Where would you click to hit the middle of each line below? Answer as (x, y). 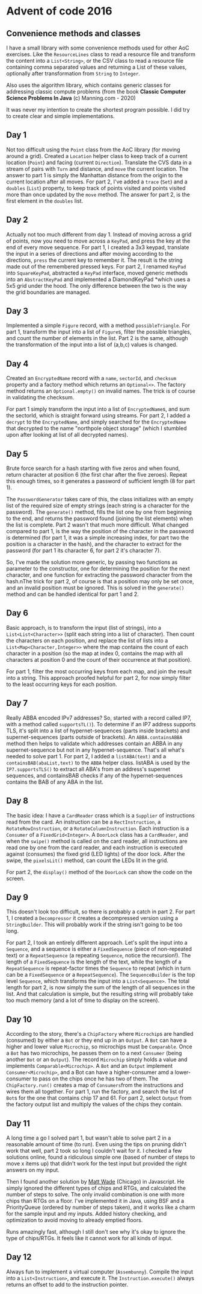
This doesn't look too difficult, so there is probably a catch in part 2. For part (101, 912)
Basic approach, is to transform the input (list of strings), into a (84, 627)
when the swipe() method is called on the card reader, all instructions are (97, 841)
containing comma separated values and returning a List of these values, (96, 67)
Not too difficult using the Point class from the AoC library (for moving (93, 150)
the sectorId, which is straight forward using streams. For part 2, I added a (98, 416)
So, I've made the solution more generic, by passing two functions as (92, 562)
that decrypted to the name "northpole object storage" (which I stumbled (96, 428)
